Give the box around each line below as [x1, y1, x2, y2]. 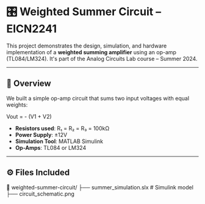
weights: [6, 101, 28, 108]
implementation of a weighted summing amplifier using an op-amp [6, 48, 177, 55]
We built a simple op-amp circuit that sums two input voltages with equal [6, 94, 190, 102]
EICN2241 [6, 22, 57, 36]
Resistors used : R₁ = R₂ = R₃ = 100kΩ [15, 124, 110, 132]
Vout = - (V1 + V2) [6, 113, 52, 120]
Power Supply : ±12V [15, 131, 68, 138]
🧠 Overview [6, 79, 51, 89]
